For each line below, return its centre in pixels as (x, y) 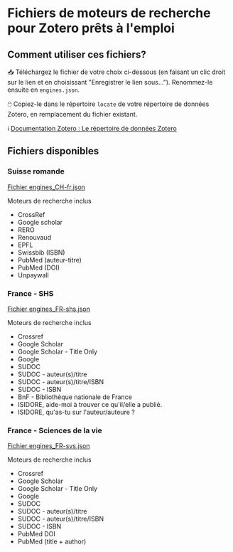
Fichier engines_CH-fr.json (46, 187)
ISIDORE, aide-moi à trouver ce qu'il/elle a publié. (90, 404)
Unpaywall (33, 275)
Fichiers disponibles (53, 151)
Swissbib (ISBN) (41, 252)
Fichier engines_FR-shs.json (49, 309)
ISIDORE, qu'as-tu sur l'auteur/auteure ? (76, 412)
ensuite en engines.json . (44, 90)
